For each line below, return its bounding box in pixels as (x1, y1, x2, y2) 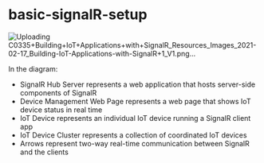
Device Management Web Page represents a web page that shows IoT (19, 96, 251, 106)
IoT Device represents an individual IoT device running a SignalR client (19, 113, 251, 122)
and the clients (19, 147, 69, 157)
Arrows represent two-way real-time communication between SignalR (19, 138, 250, 148)
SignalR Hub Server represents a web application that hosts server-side (19, 80, 256, 89)
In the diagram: (8, 64, 58, 73)
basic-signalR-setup (8, 6, 148, 24)
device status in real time (19, 105, 103, 114)
